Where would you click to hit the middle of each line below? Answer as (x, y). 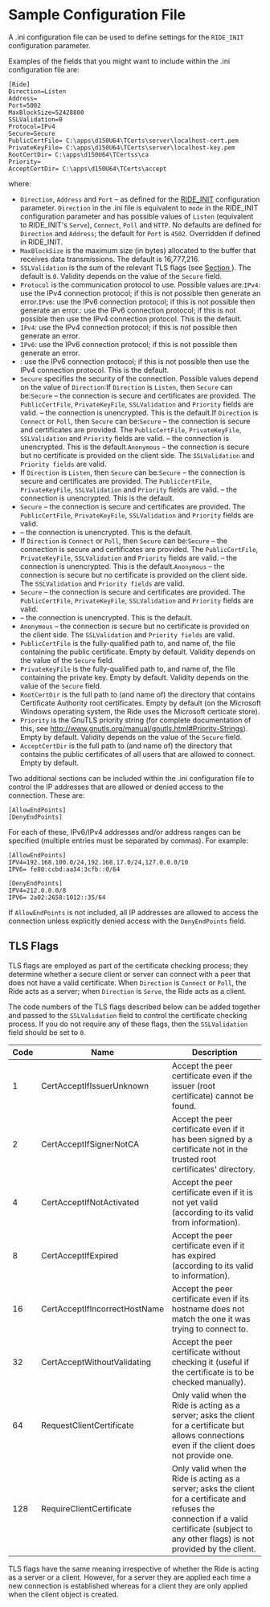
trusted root (194, 1159)
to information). (201, 1275)
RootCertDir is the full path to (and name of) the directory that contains (137, 694)
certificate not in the (210, 1149)
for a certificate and (209, 1499)
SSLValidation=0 (35, 119)
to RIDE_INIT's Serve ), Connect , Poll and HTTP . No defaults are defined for (141, 225)
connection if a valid (210, 1519)
